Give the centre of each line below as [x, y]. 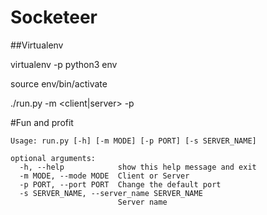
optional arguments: [53, 158]
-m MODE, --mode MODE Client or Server [104, 176]
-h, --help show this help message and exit [138, 167]
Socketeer [54, 17]
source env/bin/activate [59, 83]
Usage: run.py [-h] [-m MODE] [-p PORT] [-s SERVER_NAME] [133, 141]
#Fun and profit [42, 122]
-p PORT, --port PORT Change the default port [120, 184]
